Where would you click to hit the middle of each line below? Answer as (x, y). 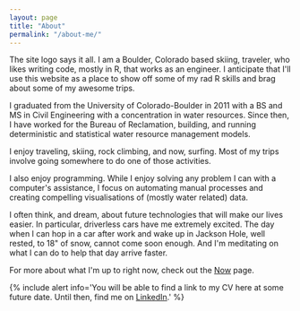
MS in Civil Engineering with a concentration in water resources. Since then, (149, 115)
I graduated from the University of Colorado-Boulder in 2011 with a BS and (146, 106)
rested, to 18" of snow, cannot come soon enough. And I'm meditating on (144, 244)
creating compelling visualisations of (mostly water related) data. (129, 197)
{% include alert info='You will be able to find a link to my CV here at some (146, 288)
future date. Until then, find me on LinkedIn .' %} (97, 298)
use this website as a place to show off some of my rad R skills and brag (142, 79)
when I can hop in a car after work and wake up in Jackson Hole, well (137, 234)
